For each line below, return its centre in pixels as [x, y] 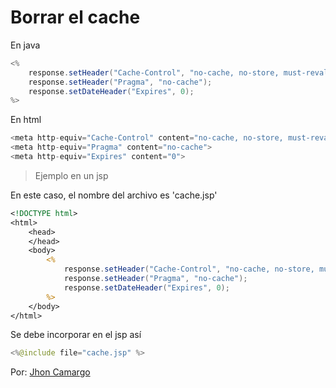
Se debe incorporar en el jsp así [76, 335]
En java [25, 45]
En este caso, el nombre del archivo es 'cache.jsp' [114, 195]
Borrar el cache [75, 17]
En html [26, 120]
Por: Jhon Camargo [50, 372]
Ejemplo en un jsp [71, 175]
